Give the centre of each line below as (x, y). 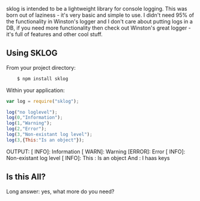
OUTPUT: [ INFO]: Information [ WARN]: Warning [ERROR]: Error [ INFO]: (96, 151)
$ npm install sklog (43, 79)
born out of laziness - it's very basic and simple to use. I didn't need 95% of (100, 15)
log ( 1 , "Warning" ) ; (29, 123)
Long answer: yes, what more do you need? (60, 191)
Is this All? (26, 177)
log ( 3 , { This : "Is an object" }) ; (45, 140)
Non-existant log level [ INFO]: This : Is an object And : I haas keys (88, 158)
